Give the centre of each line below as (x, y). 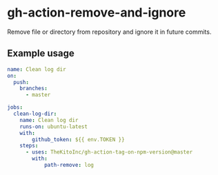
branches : (34, 89)
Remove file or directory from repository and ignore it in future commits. (109, 32)
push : (21, 82)
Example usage (41, 53)
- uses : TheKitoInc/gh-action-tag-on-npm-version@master (109, 152)
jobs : (15, 107)
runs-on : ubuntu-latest (54, 126)
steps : (29, 146)
